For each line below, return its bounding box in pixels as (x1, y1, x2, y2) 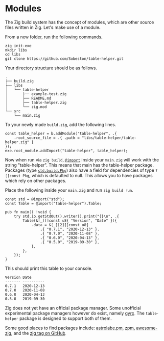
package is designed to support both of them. (19, 315, 112, 321)
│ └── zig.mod (5, 104, 47, 109)
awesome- (136, 325, 158, 331)
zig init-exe (5, 43, 32, 48)
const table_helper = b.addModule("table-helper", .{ (5, 131, 117, 136)
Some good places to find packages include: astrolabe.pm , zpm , (5, 325, 136, 331)
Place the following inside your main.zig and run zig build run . (5, 187, 134, 193)
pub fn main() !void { (5, 210, 51, 214)
